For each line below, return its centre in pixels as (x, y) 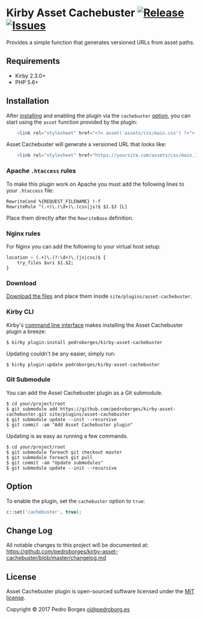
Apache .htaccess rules (41, 171)
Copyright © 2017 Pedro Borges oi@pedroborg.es (68, 609)
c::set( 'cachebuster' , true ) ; (44, 512)
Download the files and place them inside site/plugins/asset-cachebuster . (99, 296)
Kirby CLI (20, 312)
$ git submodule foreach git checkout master (64, 452)
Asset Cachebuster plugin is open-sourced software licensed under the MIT (100, 591)
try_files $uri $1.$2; (45, 263)
